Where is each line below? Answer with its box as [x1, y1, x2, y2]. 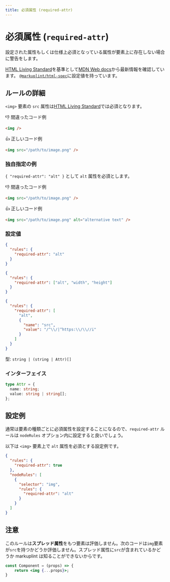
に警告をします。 [5, 55, 41, 61]
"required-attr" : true [14, 463, 62, 468]
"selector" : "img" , [18, 482, 60, 487]
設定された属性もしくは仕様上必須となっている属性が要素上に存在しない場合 [5, 49, 165, 55]
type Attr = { [5, 382, 36, 387]
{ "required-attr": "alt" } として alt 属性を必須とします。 [5, 173, 132, 179]
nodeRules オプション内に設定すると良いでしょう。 [19, 432, 126, 439]
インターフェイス [5, 370, 47, 377]
